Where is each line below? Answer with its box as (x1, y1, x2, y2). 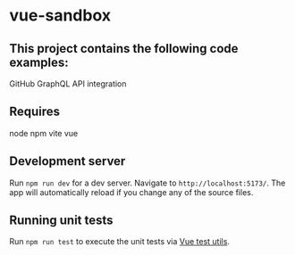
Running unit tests (9, 213, 114, 228)
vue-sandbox (9, 5, 112, 26)
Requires (9, 104, 61, 119)
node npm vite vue (9, 127, 79, 138)
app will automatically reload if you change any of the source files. (9, 186, 254, 197)
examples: (9, 54, 69, 70)
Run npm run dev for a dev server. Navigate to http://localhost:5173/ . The (9, 177, 286, 188)
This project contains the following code (9, 41, 239, 56)
